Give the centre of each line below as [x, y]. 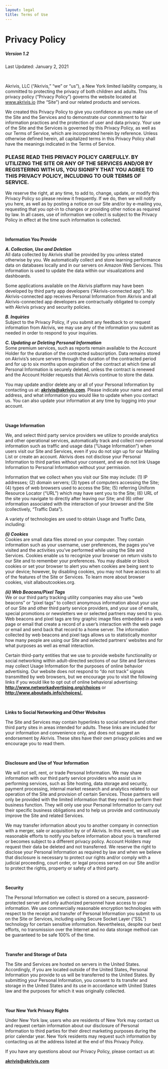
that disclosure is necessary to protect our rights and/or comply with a [78, 857]
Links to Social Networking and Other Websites [55, 712]
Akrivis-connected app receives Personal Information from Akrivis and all [81, 296]
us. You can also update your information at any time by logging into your [81, 400]
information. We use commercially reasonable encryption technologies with [83, 908]
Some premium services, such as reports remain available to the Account [81, 348]
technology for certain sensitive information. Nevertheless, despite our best [83, 924]
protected [15, 903]
